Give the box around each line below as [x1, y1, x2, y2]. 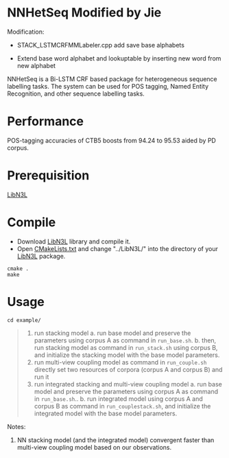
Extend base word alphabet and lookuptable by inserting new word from [16, 54, 221, 63]
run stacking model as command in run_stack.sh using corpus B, [34, 343, 218, 351]
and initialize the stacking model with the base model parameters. [34, 351, 220, 359]
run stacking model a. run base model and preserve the [34, 329, 191, 337]
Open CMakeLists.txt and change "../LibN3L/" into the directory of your [16, 244, 218, 252]
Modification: [7, 28, 45, 36]
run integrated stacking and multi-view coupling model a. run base [34, 380, 223, 388]
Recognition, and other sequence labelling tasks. [7, 89, 145, 98]
